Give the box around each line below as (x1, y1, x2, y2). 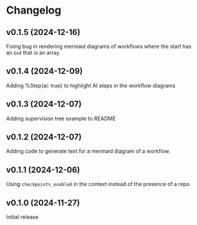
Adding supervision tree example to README (6, 115, 117, 122)
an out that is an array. (6, 49, 61, 56)
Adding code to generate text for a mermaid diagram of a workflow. (6, 147, 170, 155)
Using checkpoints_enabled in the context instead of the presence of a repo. (6, 181, 191, 188)
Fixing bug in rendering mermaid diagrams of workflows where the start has (6, 43, 192, 50)
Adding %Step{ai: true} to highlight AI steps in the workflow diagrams (6, 82, 176, 89)
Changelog (6, 4, 62, 17)
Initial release (6, 214, 38, 221)
